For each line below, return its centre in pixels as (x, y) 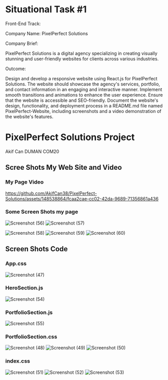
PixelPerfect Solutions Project (70, 137)
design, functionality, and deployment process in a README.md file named (84, 105)
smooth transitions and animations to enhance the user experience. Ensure (84, 95)
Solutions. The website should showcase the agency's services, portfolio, (83, 84)
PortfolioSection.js (29, 312)
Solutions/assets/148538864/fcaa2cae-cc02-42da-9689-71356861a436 (82, 198)
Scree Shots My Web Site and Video (64, 167)
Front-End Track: (23, 24)
